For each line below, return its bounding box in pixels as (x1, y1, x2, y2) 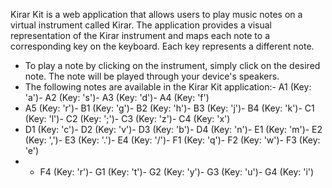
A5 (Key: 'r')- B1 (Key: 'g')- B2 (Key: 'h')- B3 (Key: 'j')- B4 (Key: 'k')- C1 (24, 102, 315, 114)
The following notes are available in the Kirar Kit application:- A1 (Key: (24, 81, 312, 93)
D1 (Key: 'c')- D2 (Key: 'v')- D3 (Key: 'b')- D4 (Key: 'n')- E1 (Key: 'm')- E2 (24, 124, 323, 135)
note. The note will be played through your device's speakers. (24, 70, 280, 82)
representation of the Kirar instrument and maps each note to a (10, 30, 270, 41)
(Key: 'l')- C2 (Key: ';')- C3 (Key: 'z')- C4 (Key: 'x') (24, 113, 231, 124)
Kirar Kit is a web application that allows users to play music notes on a (10, 9, 303, 20)
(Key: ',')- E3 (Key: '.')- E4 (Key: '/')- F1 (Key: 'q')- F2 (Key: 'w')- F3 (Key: (24, 134, 321, 146)
